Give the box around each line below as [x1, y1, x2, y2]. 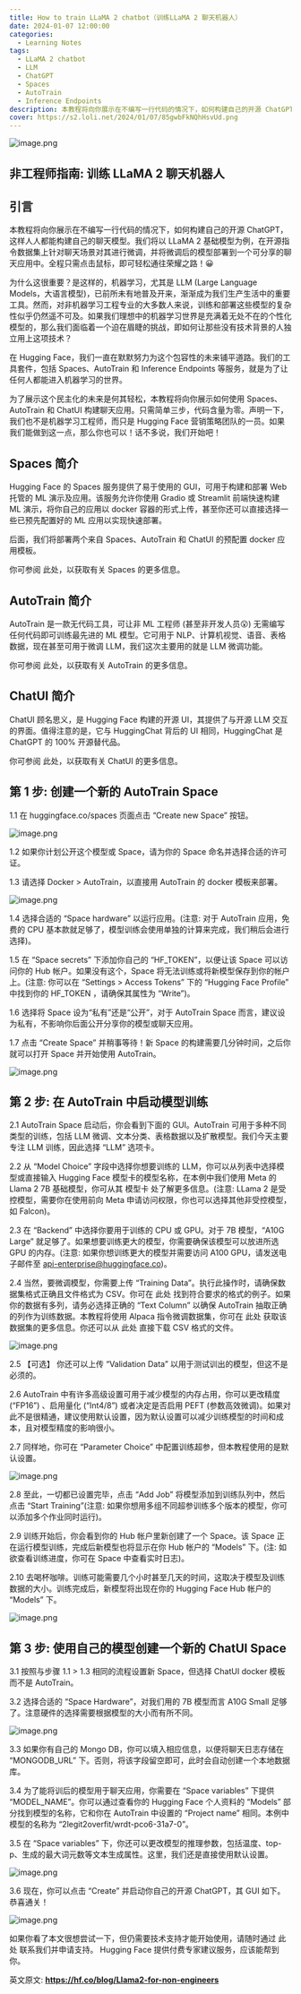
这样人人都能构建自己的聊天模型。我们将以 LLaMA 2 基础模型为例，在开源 [9, 236, 282, 246]
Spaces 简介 [9, 456, 79, 471]
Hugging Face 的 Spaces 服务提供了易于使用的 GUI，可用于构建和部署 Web [9, 481, 288, 493]
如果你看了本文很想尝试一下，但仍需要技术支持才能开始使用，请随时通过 [9, 1933, 276, 1944]
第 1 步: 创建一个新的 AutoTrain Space [9, 785, 219, 800]
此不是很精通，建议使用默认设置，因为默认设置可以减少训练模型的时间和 [9, 1412, 276, 1422]
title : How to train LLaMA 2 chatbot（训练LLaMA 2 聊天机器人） [9, 13, 242, 22]
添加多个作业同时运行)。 [16, 1511, 107, 1523]
